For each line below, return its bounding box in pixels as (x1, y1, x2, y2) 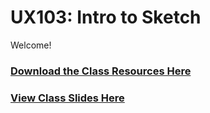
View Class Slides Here (10, 91, 125, 105)
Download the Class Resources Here (10, 64, 192, 78)
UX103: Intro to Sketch (10, 6, 202, 29)
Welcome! (10, 39, 52, 51)
